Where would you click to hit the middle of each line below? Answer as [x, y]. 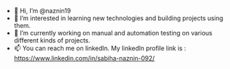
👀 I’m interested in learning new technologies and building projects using [118, 18]
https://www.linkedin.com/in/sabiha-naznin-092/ [84, 58]
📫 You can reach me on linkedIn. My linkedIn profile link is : [100, 48]
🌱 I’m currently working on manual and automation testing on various [113, 33]
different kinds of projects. [52, 40]
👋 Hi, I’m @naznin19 [42, 11]
